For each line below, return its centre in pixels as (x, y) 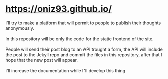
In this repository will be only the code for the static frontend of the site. (80, 39)
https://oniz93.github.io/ (59, 9)
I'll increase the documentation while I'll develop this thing (65, 70)
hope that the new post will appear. (42, 60)
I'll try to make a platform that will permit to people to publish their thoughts (83, 23)
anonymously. (20, 28)
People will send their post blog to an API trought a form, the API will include (84, 49)
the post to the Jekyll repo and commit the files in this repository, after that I (84, 55)
